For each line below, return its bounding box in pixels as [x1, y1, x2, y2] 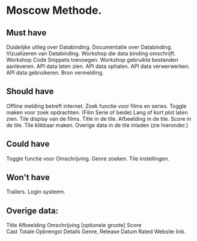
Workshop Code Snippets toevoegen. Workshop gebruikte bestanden [6, 56, 178, 63]
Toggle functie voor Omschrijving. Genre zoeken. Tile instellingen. [6, 154, 170, 162]
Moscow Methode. [6, 4, 102, 17]
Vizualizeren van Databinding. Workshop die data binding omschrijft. [6, 50, 176, 57]
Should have [6, 87, 54, 97]
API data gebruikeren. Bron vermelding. [6, 69, 104, 76]
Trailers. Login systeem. [6, 188, 66, 195]
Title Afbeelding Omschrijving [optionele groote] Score [6, 222, 142, 229]
